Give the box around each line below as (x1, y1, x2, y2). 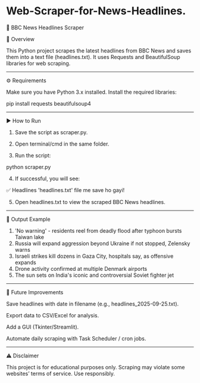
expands (14, 258, 37, 266)
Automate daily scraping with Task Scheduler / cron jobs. (6, 335, 146, 342)
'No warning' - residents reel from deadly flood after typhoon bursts (14, 227, 182, 234)
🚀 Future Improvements (6, 288, 64, 296)
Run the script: (14, 152, 51, 159)
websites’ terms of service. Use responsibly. (6, 370, 115, 377)
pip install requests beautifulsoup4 (6, 100, 91, 107)
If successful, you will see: (14, 175, 80, 182)
